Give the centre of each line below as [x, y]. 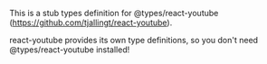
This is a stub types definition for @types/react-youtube [114, 13]
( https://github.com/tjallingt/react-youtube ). [91, 23]
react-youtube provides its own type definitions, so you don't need [134, 40]
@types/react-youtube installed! [70, 50]
